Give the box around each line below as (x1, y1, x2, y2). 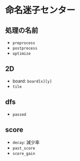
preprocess (12, 40, 35, 45)
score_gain (12, 151, 35, 156)
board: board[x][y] (12, 78, 52, 84)
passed (12, 112, 26, 117)
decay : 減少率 (12, 139, 40, 145)
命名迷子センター (5, 4, 76, 16)
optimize (12, 51, 31, 56)
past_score (12, 146, 35, 151)
